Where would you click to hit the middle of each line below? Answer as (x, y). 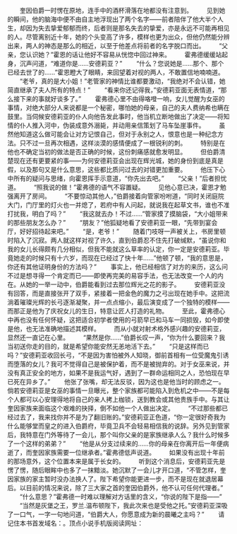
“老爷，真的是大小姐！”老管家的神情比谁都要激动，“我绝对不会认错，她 (122, 81)
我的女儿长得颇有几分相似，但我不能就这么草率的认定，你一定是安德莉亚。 (115, 249)
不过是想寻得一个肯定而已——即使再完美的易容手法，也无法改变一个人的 (112, 275)
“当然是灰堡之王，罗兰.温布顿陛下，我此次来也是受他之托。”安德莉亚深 (121, 505)
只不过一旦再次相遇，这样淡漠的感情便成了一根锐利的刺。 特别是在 (122, 143)
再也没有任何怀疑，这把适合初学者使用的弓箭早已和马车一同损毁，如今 (115, 320)
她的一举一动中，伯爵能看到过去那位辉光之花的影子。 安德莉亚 (122, 284)
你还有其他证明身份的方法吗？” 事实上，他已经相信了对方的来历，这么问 (118, 267)
